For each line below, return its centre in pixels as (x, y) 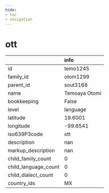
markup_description (31, 151)
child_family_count (29, 159)
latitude (17, 118)
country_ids (21, 183)
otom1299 (77, 77)
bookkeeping (23, 101)
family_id (18, 77)
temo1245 (77, 69)
